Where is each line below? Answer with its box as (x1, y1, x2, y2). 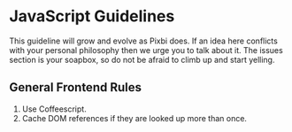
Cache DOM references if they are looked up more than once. (21, 113, 248, 123)
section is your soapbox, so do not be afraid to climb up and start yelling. (9, 54, 275, 65)
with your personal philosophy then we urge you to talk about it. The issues (9, 44, 283, 55)
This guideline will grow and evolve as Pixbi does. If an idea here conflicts (9, 35, 279, 46)
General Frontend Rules (9, 80, 142, 95)
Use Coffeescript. (21, 104, 87, 114)
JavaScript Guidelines (9, 6, 175, 27)
